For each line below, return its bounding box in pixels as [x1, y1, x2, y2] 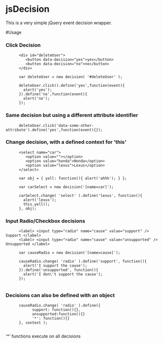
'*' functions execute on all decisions [5, 333, 81, 339]
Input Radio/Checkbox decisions [5, 217, 86, 224]
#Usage [5, 29, 22, 35]
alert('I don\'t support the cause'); [23, 272, 103, 277]
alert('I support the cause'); [23, 263, 88, 268]
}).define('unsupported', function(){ [18, 267, 98, 272]
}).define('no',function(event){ [18, 92, 88, 97]
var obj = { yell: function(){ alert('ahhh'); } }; [18, 176, 127, 181]
